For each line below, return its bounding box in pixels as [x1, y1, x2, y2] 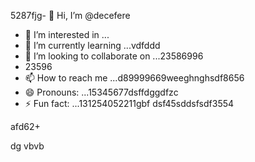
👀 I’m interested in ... [24, 29, 110, 40]
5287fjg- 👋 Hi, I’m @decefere [10, 10, 131, 21]
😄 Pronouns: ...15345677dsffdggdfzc [24, 86, 179, 98]
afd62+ [10, 121, 41, 132]
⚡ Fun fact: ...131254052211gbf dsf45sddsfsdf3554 [24, 98, 235, 109]
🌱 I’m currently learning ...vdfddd [24, 40, 161, 51]
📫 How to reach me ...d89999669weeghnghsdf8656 [24, 72, 245, 84]
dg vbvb [10, 140, 45, 152]
